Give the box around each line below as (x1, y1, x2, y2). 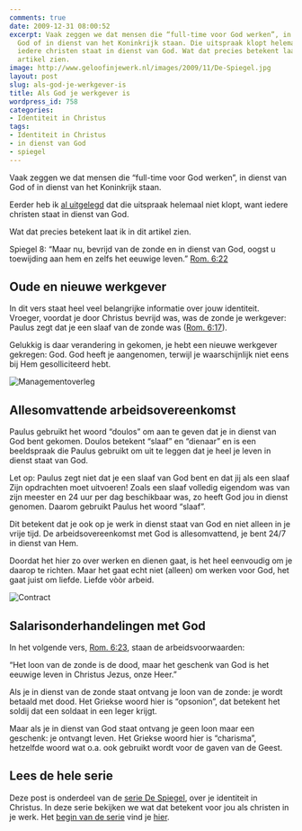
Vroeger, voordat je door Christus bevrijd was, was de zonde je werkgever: (9, 313, 287, 324)
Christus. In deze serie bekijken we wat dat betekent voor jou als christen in (9, 801, 289, 812)
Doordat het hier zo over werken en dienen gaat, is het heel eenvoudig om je (9, 555, 293, 566)
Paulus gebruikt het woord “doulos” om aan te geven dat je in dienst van (9, 426, 277, 437)
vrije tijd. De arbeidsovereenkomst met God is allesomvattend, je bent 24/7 (9, 528, 286, 539)
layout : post (9, 72, 58, 81)
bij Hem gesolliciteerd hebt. (9, 359, 111, 370)
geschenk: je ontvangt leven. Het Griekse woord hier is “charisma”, (9, 733, 257, 744)
